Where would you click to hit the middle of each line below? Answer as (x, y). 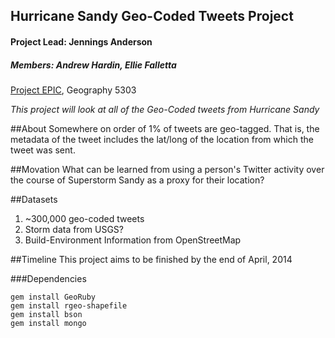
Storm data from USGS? (74, 229)
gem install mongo (48, 323)
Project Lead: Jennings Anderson (81, 41)
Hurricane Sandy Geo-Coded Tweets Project (152, 16)
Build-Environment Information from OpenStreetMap (133, 240)
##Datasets (34, 199)
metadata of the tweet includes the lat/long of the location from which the (162, 139)
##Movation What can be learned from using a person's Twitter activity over (167, 169)
